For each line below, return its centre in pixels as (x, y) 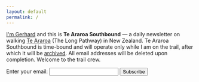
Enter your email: (27, 71)
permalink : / (22, 17)
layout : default (26, 12)
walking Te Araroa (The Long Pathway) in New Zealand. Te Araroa (88, 40)
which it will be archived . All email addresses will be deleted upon (87, 53)
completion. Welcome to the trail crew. (53, 59)
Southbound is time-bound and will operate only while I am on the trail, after (99, 47)
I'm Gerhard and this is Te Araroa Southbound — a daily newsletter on (93, 34)
